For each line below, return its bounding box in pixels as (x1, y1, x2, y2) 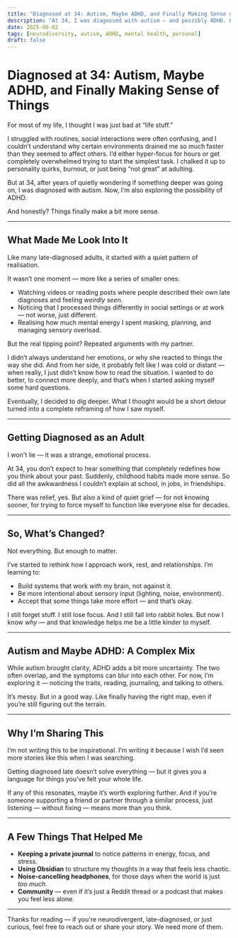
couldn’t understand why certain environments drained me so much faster (7, 142, 224, 151)
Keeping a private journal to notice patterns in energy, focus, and (17, 849, 210, 858)
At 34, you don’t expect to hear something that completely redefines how (7, 464, 221, 473)
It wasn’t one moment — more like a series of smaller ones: (7, 274, 181, 283)
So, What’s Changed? (7, 528, 105, 540)
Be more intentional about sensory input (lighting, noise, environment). (17, 589, 224, 597)
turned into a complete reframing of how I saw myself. (7, 405, 165, 413)
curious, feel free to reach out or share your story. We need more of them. (7, 922, 223, 931)
